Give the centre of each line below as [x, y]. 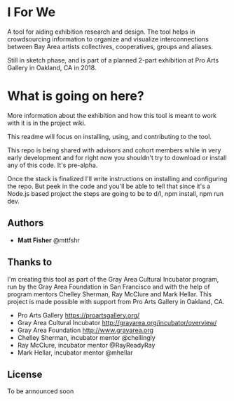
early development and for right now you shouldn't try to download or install [117, 157]
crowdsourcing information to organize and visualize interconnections [108, 39]
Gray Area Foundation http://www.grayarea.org [85, 330]
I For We [32, 12]
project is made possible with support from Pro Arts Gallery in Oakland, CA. [116, 301]
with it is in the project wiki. [47, 123]
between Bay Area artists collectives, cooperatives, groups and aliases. [110, 46]
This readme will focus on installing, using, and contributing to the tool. [110, 136]
